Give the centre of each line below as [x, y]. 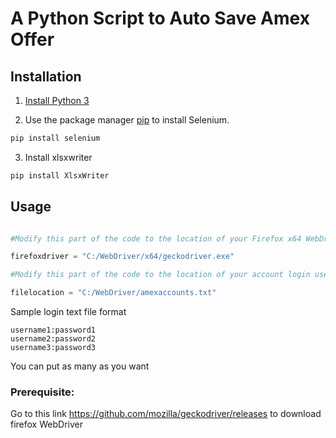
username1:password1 [53, 330]
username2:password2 [53, 339]
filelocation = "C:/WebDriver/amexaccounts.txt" [113, 293]
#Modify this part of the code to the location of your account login [160, 275]
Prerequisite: [42, 392]
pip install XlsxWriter [60, 175]
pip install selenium [55, 138]
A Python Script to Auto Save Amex [160, 18]
